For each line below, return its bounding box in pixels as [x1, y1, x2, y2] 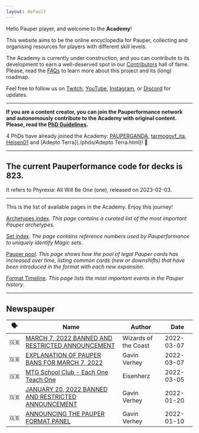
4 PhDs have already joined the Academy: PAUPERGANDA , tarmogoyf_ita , [6, 132, 187, 140]
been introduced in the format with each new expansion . [6, 263, 145, 270]
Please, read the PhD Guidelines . [6, 121, 89, 128]
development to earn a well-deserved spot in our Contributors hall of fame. [6, 61, 190, 68]
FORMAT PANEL [25, 417, 71, 425]
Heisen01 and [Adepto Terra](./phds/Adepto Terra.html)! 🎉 [6, 138, 148, 146]
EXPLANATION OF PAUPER [25, 351, 101, 359]
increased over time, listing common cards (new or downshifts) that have [6, 257, 185, 264]
